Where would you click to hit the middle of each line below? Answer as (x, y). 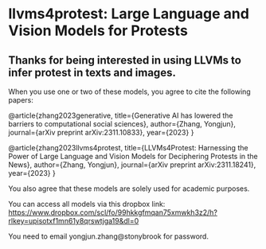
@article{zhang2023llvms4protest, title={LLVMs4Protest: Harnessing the (128, 148)
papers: (21, 100)
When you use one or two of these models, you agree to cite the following (129, 91)
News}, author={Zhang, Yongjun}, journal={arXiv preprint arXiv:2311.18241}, (132, 165)
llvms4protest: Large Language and (129, 14)
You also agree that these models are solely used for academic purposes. (129, 189)
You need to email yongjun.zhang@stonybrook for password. (109, 236)
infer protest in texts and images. (92, 72)
